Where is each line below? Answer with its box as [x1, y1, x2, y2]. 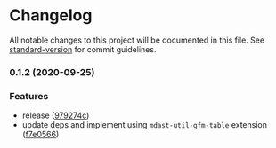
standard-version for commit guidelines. [9, 43, 157, 54]
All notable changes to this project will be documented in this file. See [9, 35, 265, 45]
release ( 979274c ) [21, 110, 90, 121]
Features [9, 90, 49, 102]
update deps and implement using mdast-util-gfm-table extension [21, 120, 267, 130]
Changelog [9, 5, 93, 26]
